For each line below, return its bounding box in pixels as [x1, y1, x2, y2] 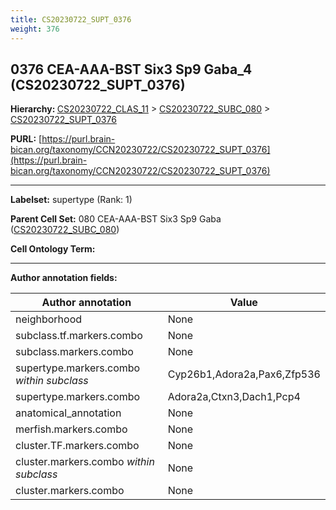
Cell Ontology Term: [10, 243, 96, 255]
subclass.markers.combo [15, 345, 134, 359]
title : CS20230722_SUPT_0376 [10, 14, 132, 25]
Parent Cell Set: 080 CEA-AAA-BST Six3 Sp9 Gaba [10, 213, 222, 225]
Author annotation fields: [10, 272, 118, 284]
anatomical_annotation [15, 406, 122, 420]
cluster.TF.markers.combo [15, 439, 140, 453]
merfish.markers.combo [15, 422, 128, 436]
